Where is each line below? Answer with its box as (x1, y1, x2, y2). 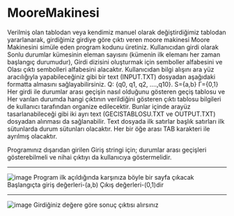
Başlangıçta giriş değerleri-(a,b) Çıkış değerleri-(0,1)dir (7, 180, 164, 189)
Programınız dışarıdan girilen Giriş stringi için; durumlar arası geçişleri (7, 145, 207, 154)
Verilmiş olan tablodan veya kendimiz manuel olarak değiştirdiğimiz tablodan (7, 28, 226, 36)
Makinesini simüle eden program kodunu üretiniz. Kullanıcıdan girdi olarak (7, 43, 219, 51)
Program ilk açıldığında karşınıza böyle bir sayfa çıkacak (33, 173, 194, 181)
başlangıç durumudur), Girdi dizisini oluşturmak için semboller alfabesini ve (7, 57, 223, 66)
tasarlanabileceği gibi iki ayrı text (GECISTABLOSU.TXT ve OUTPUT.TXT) (7, 110, 216, 118)
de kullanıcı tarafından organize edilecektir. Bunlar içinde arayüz (7, 102, 191, 110)
